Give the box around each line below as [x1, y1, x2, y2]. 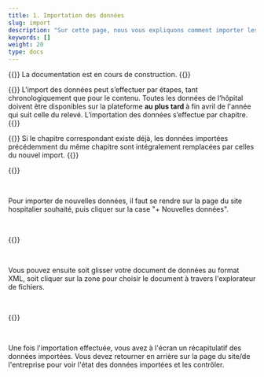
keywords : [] [8, 33, 51, 42]
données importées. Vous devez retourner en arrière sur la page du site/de [8, 352, 251, 360]
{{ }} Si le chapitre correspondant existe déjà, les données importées [8, 134, 229, 142]
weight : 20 [8, 41, 44, 49]
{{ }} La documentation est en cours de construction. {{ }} [8, 70, 191, 79]
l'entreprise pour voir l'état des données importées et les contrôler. [8, 360, 225, 369]
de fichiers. [8, 283, 45, 291]
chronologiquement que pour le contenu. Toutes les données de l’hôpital [8, 94, 244, 102]
